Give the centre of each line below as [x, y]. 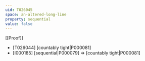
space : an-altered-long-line [36, 14]
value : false [19, 24]
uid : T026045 [19, 10]
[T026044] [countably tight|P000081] [52, 47]
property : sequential [28, 19]
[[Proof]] [14, 38]
